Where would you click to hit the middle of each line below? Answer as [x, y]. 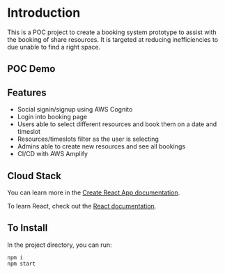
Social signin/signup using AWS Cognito [75, 109]
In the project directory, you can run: [60, 245]
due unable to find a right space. [54, 47]
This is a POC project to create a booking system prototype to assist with [112, 32]
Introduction [44, 13]
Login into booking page [52, 117]
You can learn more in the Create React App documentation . [94, 192]
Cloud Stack [34, 176]
